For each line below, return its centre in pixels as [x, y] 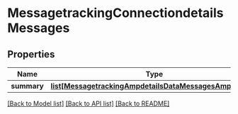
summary [27, 86]
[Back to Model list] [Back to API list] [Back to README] [89, 103]
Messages [39, 28]
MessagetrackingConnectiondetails [115, 13]
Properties [31, 54]
